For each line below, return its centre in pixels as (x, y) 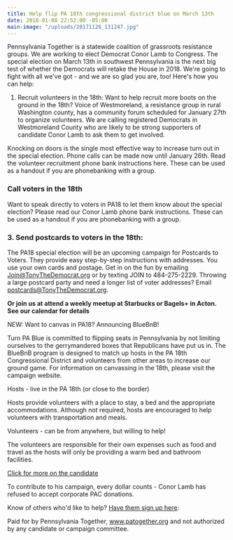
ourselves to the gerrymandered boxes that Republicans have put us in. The (116, 345)
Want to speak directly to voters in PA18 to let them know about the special (115, 204)
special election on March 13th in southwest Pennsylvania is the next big (112, 62)
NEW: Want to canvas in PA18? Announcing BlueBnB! (83, 324)
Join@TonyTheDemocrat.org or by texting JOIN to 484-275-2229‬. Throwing (117, 275)
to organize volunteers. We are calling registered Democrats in (107, 120)
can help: (21, 84)
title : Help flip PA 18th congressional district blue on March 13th (111, 14)
